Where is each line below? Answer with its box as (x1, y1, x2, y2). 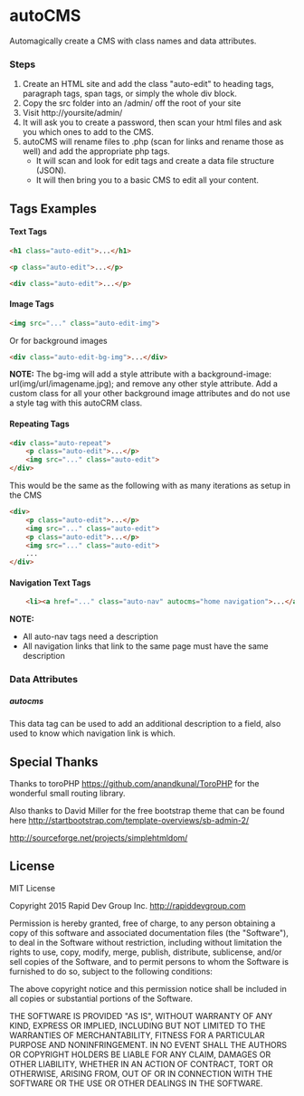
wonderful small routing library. (9, 788, 126, 799)
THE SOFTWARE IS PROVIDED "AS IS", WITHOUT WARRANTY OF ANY (9, 1010, 273, 1021)
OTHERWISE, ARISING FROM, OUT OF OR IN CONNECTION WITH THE (9, 1068, 273, 1079)
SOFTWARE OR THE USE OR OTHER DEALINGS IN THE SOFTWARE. (9, 1078, 263, 1089)
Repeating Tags (9, 418, 70, 429)
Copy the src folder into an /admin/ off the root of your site (22, 98, 242, 109)
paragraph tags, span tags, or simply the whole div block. (22, 88, 237, 100)
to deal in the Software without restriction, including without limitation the (9, 937, 282, 948)
